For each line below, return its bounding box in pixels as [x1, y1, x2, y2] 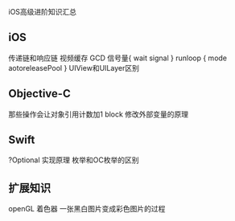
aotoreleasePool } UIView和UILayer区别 [8, 63, 139, 72]
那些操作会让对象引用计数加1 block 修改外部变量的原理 [8, 109, 189, 119]
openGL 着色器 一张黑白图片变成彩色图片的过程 [8, 204, 166, 214]
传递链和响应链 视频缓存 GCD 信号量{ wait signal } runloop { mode [8, 53, 228, 63]
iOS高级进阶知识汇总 [8, 7, 77, 16]
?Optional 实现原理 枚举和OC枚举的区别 [8, 155, 139, 165]
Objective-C [8, 87, 71, 100]
